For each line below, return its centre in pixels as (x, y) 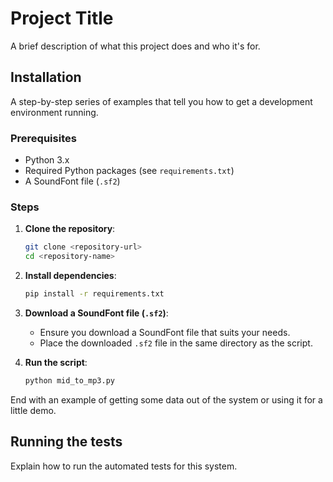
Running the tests (66, 442)
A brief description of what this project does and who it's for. (135, 46)
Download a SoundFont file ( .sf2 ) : (96, 313)
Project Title (62, 18)
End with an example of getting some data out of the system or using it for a (166, 399)
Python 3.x (47, 160)
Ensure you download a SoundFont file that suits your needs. (165, 332)
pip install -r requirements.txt (94, 294)
